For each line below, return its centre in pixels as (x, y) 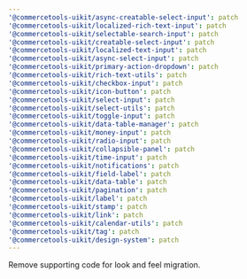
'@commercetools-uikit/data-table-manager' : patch (104, 125)
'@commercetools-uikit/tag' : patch (74, 231)
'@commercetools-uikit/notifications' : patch (93, 166)
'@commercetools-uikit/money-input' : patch (90, 133)
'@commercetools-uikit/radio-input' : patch (90, 141)
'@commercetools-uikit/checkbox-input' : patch (96, 83)
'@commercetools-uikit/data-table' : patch (88, 182)
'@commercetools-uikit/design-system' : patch (93, 240)
